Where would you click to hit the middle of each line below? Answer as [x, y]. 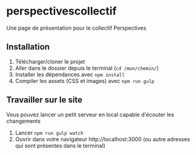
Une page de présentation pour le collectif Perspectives [76, 28]
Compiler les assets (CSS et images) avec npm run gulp [85, 81]
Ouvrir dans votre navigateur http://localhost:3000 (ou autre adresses [103, 139]
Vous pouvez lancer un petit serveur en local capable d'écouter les [90, 114]
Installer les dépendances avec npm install [70, 74]
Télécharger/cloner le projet [50, 61]
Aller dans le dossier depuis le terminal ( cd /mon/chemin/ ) [87, 68]
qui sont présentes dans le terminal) [60, 145]
